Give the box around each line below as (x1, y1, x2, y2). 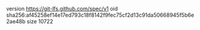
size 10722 (26, 18, 53, 25)
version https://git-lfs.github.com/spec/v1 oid (6, 5, 118, 12)
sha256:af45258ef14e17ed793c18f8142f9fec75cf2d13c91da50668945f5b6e (6, 11, 195, 19)
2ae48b (6, 18, 26, 25)
